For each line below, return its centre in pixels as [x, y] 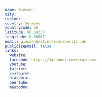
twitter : [18, 69]
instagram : [21, 73]
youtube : [18, 64]
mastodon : [19, 87]
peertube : [19, 82]
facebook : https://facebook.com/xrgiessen [53, 60]
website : [18, 55]
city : [11, 14]
